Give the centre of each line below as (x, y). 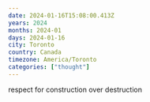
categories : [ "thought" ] (49, 67)
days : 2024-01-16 (37, 38)
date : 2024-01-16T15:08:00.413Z (61, 15)
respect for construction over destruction (75, 89)
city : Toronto (32, 45)
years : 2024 (28, 23)
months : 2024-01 (35, 30)
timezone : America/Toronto (52, 60)
